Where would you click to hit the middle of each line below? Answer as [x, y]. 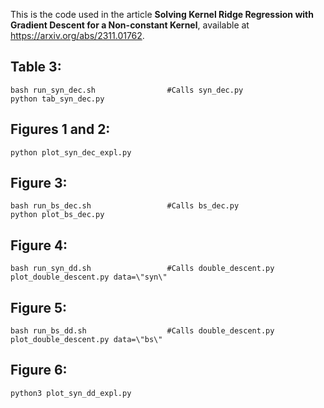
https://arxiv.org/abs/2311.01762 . [77, 35]
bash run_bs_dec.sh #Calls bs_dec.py [125, 206]
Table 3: [36, 67]
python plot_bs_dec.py [57, 215]
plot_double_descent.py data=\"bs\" [86, 340]
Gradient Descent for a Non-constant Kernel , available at [130, 25]
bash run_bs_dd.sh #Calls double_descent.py [142, 331]
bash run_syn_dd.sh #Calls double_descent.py [142, 269]
